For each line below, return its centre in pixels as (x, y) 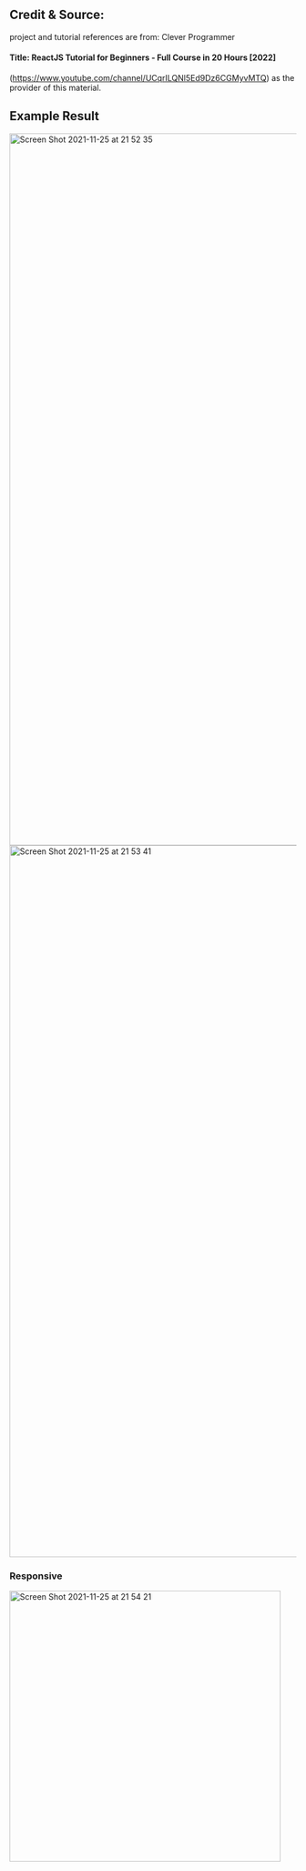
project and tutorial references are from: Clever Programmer (122, 36)
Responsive (36, 1576)
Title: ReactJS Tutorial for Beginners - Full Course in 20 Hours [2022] (143, 57)
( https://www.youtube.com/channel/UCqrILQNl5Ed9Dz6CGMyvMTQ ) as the (152, 78)
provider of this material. (56, 88)
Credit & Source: (57, 15)
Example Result (55, 116)
